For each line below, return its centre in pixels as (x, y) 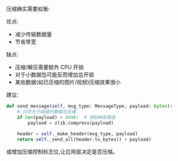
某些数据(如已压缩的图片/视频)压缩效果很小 (68, 82)
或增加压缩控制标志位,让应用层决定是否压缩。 (62, 152)
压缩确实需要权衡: (28, 9)
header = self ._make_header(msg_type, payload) (77, 134)
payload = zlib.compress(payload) (71, 123)
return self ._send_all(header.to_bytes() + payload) (84, 139)
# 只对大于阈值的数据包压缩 (46, 112)
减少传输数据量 (33, 34)
